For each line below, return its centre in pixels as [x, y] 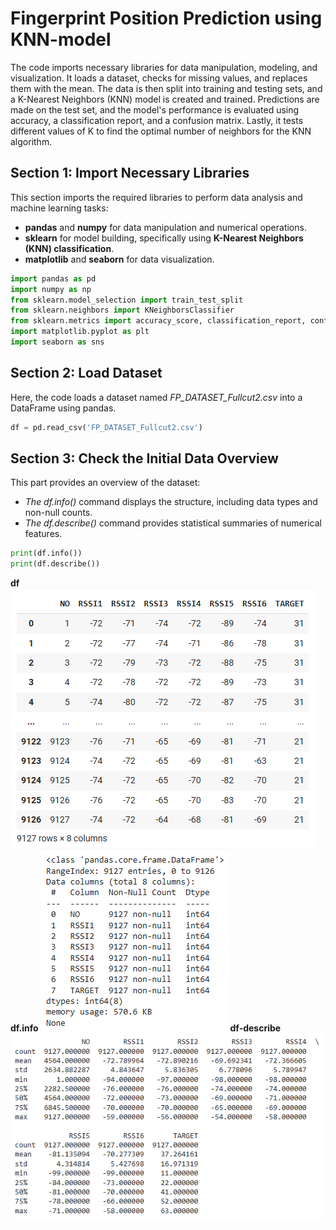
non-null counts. [58, 513]
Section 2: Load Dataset [86, 373]
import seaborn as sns [57, 342]
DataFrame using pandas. [63, 408]
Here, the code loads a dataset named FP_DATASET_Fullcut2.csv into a [156, 397]
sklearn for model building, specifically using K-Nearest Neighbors [164, 238]
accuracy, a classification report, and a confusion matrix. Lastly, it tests [157, 120]
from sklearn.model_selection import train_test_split [127, 300]
